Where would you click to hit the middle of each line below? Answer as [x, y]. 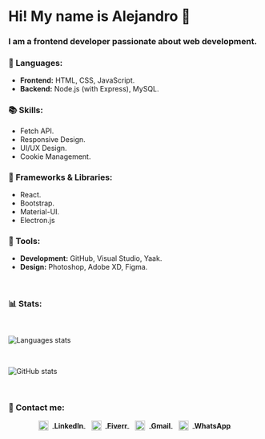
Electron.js [37, 220]
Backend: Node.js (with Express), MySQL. [89, 89]
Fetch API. [37, 131]
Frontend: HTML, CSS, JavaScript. [77, 80]
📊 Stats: [25, 304]
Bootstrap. [37, 203]
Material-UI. [40, 211]
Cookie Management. [55, 156]
